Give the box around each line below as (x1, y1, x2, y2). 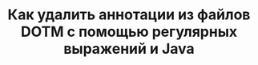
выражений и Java (63, 40, 195, 58)
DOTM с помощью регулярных (21, 22, 237, 41)
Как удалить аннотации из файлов (7, 6, 251, 24)
